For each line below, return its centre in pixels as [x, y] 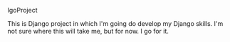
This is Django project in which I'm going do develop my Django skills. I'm [115, 23]
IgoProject [22, 10]
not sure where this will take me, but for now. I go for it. [88, 31]
